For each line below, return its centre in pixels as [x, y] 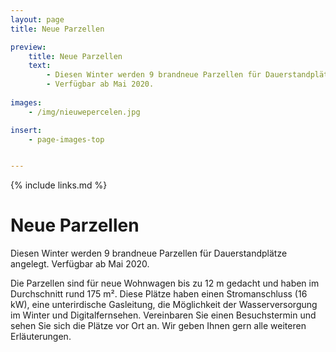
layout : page [37, 19]
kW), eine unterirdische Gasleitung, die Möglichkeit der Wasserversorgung [164, 305]
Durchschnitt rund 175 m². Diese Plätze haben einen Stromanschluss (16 [159, 294]
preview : [28, 47]
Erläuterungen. [41, 337]
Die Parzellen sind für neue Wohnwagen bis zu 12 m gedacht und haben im [165, 283]
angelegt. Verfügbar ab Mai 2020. [80, 264]
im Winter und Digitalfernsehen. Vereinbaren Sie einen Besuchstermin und [163, 315]
